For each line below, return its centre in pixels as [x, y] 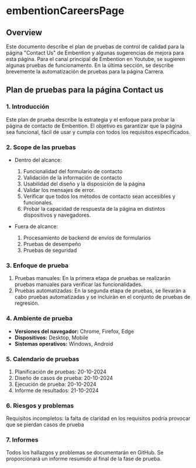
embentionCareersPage [65, 11]
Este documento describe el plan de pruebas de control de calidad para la [95, 46]
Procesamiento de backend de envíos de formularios [87, 238]
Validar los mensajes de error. [59, 190]
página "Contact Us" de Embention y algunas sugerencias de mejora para [95, 53]
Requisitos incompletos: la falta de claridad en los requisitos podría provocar [98, 419]
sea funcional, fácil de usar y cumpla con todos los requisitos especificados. [98, 132]
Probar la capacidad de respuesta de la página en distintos [94, 208]
